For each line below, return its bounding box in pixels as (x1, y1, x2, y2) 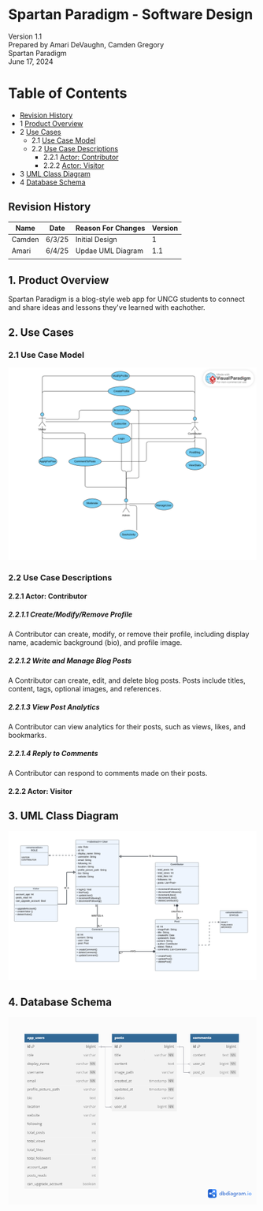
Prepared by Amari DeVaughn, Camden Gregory (8, 39, 165, 49)
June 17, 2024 (8, 57, 54, 66)
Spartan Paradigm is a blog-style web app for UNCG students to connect (8, 294, 246, 304)
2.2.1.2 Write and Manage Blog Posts (8, 656, 132, 665)
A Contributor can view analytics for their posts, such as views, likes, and (8, 722, 246, 732)
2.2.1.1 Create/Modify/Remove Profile (8, 609, 132, 619)
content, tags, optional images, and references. (8, 684, 161, 694)
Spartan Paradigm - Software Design (8, 6, 254, 24)
